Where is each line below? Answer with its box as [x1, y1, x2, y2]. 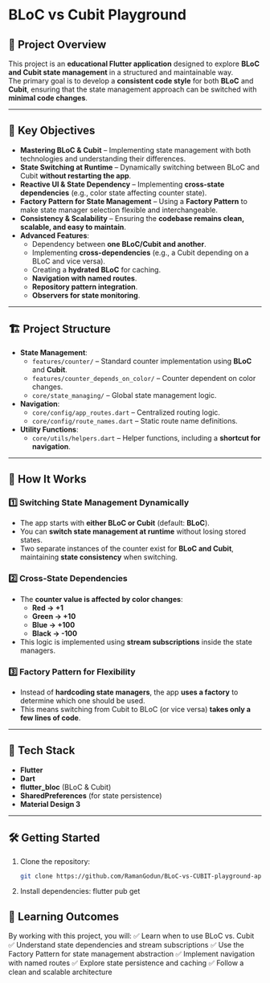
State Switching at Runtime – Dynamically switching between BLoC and [19, 162, 260, 172]
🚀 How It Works [8, 473, 87, 486]
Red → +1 [31, 603, 64, 612]
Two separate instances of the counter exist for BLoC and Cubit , [19, 544, 235, 554]
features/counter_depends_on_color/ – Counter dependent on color [31, 373, 256, 383]
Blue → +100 [31, 620, 76, 629]
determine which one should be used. [19, 695, 146, 705]
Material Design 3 [19, 799, 81, 809]
